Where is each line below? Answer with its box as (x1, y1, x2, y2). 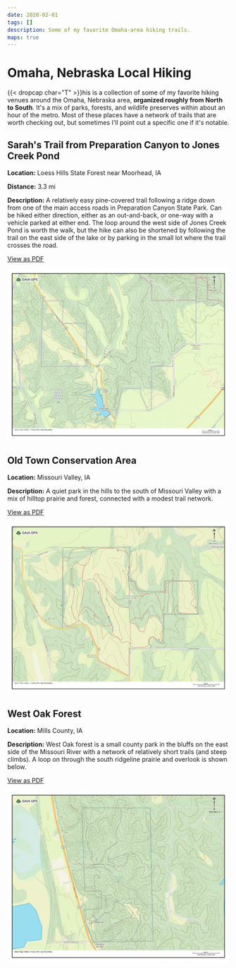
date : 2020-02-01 (7, 11, 58, 18)
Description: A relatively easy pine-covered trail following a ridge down (7, 196, 216, 204)
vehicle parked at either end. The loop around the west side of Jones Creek (7, 219, 227, 227)
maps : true (7, 34, 39, 41)
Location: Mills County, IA (7, 727, 83, 735)
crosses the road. (7, 241, 58, 249)
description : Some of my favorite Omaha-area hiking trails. (7, 26, 191, 33)
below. (7, 763, 27, 771)
